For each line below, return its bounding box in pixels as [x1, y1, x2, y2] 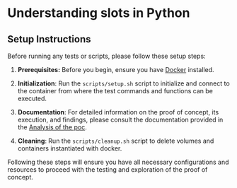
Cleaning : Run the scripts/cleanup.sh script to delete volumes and [17, 136, 214, 145]
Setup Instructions [7, 33, 91, 45]
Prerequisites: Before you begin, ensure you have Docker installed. [17, 66, 214, 74]
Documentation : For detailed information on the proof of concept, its [17, 108, 219, 116]
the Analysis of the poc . [17, 123, 87, 131]
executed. [17, 94, 47, 102]
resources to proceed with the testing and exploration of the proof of [7, 165, 208, 174]
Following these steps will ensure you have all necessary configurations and [7, 158, 229, 166]
